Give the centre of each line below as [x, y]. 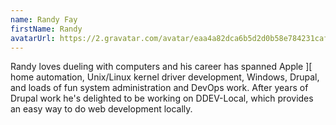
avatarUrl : [33, 38]
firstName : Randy [46, 29]
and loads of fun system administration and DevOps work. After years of [159, 88]
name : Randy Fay [44, 19]
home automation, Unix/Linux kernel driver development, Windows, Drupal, [165, 77]
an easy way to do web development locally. [101, 109]
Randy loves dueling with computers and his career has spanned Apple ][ [161, 67]
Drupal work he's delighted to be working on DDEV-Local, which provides [162, 98]
